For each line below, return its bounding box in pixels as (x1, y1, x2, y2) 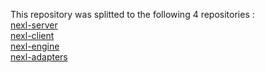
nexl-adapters (10, 51, 68, 63)
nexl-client (10, 30, 55, 41)
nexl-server (10, 19, 58, 31)
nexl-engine (10, 40, 60, 52)
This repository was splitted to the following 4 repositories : (10, 9, 255, 20)
